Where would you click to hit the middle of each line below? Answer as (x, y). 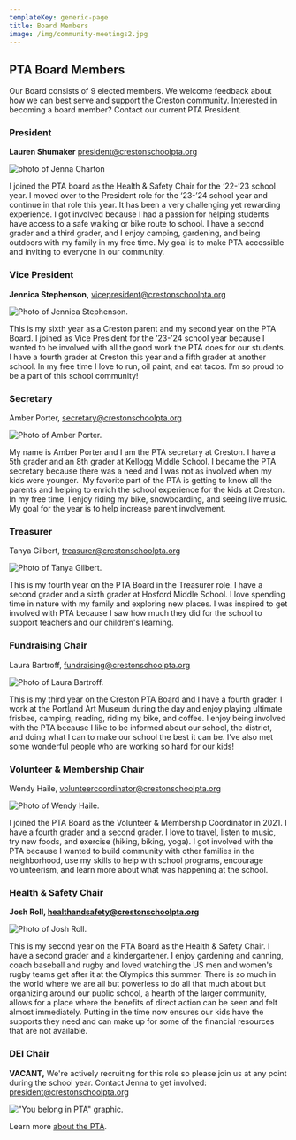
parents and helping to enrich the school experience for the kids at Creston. (147, 490)
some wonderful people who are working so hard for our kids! (121, 746)
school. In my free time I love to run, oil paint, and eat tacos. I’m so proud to (147, 366)
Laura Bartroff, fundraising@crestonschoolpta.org (100, 665)
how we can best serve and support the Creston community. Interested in (143, 100)
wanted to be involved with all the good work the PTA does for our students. (148, 347)
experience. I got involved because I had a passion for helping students (139, 214)
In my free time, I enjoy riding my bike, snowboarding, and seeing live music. (148, 499)
